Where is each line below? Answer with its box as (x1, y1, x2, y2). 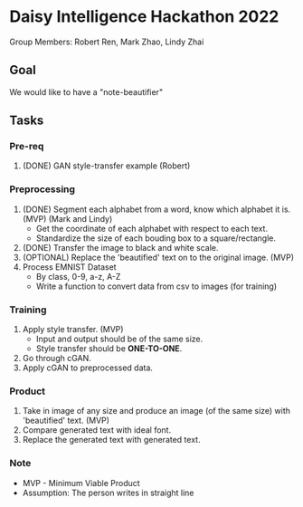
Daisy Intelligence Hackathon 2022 (9, 6, 279, 27)
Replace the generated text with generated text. (22, 435, 201, 445)
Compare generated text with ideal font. (22, 425, 172, 435)
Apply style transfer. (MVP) (22, 324, 124, 335)
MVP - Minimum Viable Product (22, 477, 140, 488)
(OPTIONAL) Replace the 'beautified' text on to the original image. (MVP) (22, 252, 295, 263)
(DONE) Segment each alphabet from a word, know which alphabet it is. (22, 204, 291, 215)
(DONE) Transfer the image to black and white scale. (22, 242, 219, 253)
